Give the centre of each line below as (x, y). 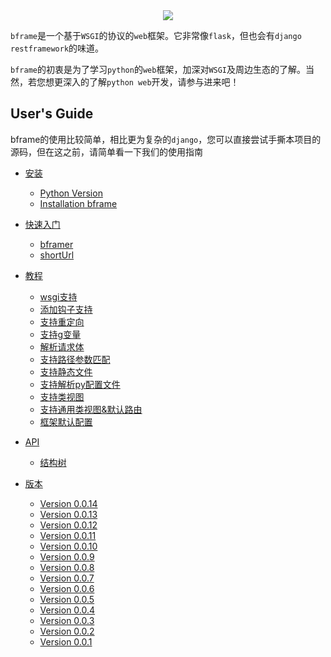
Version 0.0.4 (67, 610)
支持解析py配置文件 (80, 384)
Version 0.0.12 (68, 525)
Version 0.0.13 (68, 514)
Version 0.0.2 (67, 631)
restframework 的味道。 (57, 48)
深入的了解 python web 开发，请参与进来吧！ (151, 82)
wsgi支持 (58, 296)
